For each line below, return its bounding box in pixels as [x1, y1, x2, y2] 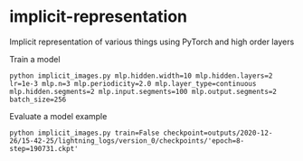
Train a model [9, 53, 61, 64]
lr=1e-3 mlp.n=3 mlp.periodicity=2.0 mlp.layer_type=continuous [9, 79, 257, 88]
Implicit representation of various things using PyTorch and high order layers [9, 36, 295, 47]
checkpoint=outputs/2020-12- [163, 128, 273, 137]
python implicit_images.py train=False [9, 128, 160, 137]
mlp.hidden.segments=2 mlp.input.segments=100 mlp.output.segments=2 [9, 87, 278, 96]
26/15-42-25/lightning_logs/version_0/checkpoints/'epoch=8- [9, 136, 245, 146]
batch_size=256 [9, 95, 67, 104]
